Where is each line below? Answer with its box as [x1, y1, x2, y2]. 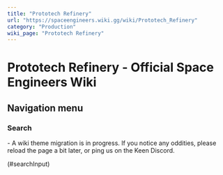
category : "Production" [7, 23, 77, 30]
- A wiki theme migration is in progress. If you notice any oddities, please [7, 139, 217, 147]
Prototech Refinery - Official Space [7, 60, 214, 75]
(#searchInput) [7, 160, 50, 168]
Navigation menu [7, 102, 84, 114]
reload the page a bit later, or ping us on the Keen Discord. [7, 146, 176, 155]
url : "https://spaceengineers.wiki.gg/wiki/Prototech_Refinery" [7, 17, 198, 24]
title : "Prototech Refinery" [7, 10, 92, 17]
